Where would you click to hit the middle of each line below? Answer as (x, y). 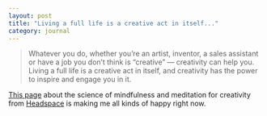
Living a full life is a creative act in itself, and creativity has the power (143, 71)
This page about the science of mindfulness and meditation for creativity (129, 95)
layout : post (30, 16)
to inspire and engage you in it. (80, 79)
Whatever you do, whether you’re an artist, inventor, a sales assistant (143, 54)
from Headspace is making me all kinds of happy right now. (107, 104)
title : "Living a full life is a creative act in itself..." (114, 23)
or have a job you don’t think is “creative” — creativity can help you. (141, 62)
